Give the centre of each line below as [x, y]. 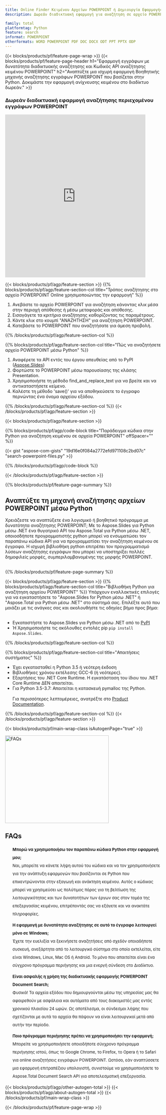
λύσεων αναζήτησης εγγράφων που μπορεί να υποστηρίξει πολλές [75, 552]
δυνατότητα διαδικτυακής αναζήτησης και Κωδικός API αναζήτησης [75, 66]
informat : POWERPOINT [27, 37]
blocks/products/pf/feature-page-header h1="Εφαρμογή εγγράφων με [77, 61]
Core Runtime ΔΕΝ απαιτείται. [43, 683]
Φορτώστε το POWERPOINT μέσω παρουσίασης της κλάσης [74, 370]
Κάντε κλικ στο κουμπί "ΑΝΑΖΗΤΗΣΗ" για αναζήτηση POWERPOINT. [83, 321]
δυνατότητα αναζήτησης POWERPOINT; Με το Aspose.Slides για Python [80, 525]
